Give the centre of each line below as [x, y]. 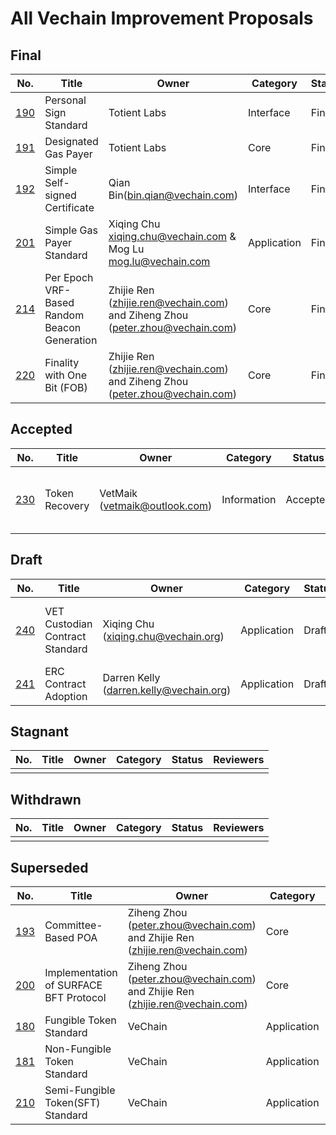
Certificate [69, 207]
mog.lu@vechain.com [159, 261]
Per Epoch [69, 277]
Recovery [67, 505]
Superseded [49, 867]
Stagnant [40, 732]
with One [66, 375]
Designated [71, 141]
